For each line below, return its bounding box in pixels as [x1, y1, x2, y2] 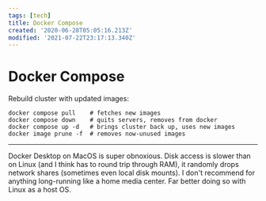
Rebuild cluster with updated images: [8, 94, 129, 104]
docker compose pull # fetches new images [8, 109, 161, 117]
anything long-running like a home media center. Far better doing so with [8, 176, 246, 186]
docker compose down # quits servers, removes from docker [8, 116, 218, 124]
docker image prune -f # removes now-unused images [8, 130, 186, 138]
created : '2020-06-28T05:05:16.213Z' [8, 26, 133, 34]
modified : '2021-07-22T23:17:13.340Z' [8, 33, 136, 42]
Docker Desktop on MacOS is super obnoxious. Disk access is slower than [8, 151, 251, 161]
